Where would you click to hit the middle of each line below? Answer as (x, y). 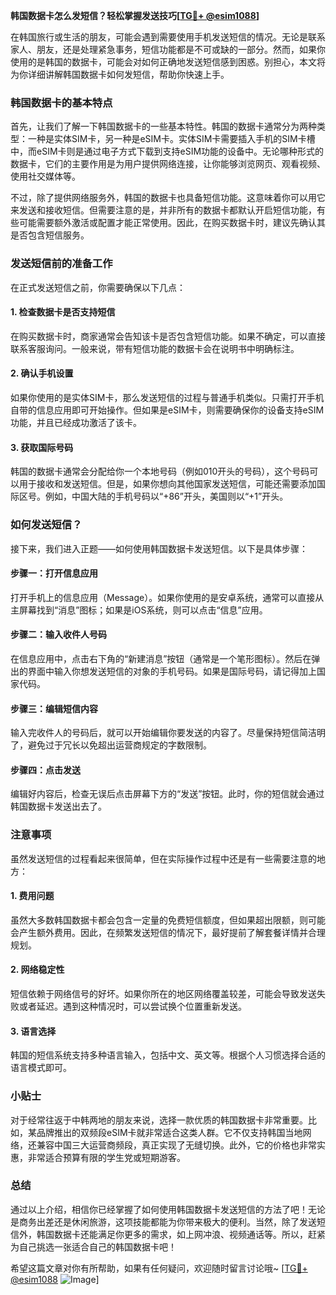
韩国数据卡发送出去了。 (58, 806)
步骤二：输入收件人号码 (58, 635)
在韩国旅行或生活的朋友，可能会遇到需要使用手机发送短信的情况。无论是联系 (168, 37)
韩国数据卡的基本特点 (61, 102)
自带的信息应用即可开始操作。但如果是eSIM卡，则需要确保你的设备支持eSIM (167, 410)
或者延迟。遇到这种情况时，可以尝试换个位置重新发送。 (132, 1006)
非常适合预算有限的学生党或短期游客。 (106, 1157)
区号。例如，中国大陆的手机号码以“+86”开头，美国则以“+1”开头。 (153, 496)
